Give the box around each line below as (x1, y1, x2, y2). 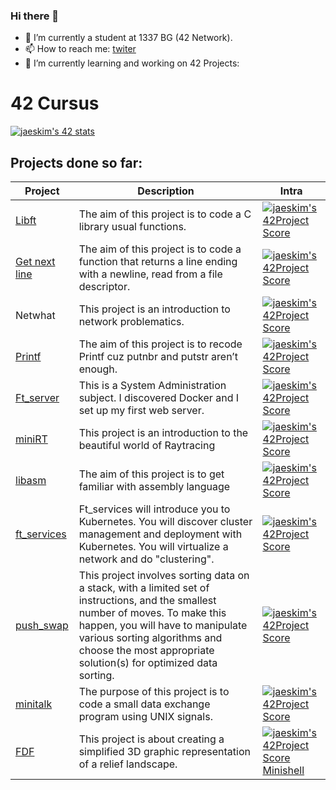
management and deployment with (78, 527, 243, 541)
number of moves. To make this (78, 606, 227, 620)
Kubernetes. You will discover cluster (78, 515, 253, 529)
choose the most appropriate (78, 644, 215, 658)
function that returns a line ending (78, 255, 238, 269)
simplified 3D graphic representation (78, 745, 251, 759)
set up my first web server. (78, 404, 205, 418)
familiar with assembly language (78, 480, 231, 494)
